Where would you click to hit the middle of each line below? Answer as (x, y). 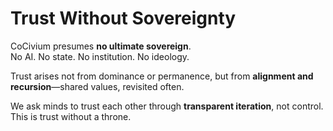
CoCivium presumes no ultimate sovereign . (101, 46)
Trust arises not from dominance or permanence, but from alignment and (162, 76)
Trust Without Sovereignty (123, 18)
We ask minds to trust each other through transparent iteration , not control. (167, 106)
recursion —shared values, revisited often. (97, 86)
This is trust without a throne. (71, 116)
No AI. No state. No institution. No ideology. (100, 56)
